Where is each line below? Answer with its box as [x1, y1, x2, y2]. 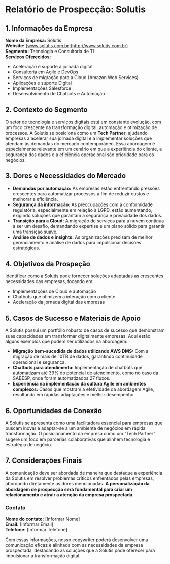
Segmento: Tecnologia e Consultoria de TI [5, 48, 94, 54]
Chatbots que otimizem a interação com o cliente [12, 294, 116, 300]
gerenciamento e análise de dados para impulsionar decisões [12, 239, 142, 245]
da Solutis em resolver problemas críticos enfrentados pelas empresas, [5, 475, 154, 481]
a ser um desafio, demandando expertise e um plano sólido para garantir [12, 223, 165, 229]
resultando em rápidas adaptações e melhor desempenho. [12, 392, 135, 398]
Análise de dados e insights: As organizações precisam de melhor [12, 234, 153, 240]
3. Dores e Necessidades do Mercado [5, 172, 126, 181]
